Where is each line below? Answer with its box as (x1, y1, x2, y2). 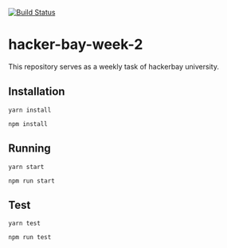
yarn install (8, 106, 52, 114)
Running (8, 142, 52, 155)
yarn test (8, 219, 41, 227)
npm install (8, 120, 48, 128)
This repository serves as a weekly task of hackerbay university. (8, 61, 219, 71)
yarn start (8, 163, 45, 171)
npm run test (8, 234, 52, 242)
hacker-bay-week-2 (8, 36, 143, 53)
